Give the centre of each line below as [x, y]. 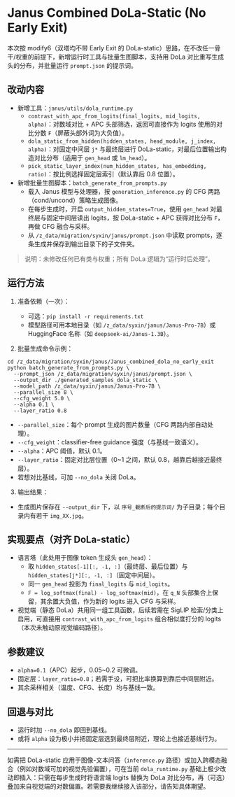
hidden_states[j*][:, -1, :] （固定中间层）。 [93, 575]
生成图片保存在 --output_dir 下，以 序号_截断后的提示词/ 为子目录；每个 [118, 507]
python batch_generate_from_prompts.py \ [69, 368]
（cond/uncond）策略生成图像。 [75, 200]
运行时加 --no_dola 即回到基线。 [64, 730]
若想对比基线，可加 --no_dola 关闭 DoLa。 [78, 477]
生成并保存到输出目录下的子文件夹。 [86, 244]
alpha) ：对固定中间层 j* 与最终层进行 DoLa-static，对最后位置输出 [124, 149]
